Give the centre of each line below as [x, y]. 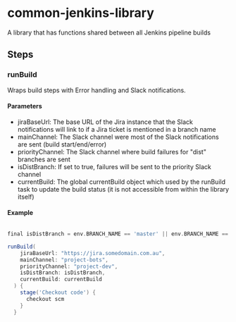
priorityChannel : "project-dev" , [69, 266]
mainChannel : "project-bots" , [64, 260]
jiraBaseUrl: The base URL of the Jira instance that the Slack [105, 122]
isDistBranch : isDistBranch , [63, 273]
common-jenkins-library [81, 13]
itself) [26, 197]
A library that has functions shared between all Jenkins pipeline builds [109, 32]
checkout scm [45, 299]
